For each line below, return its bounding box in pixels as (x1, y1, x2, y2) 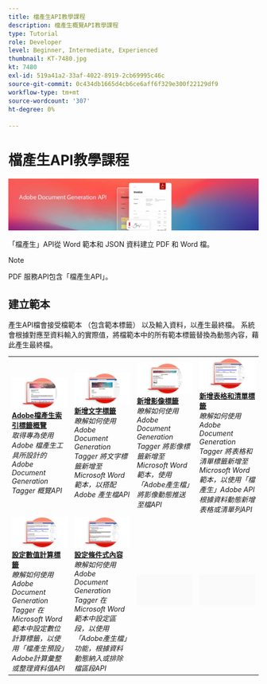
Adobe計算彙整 (11, 654, 62, 663)
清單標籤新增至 (199, 456, 249, 466)
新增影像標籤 (136, 397, 179, 406)
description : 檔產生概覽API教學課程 (8, 21, 119, 29)
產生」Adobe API (199, 485, 255, 494)
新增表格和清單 (199, 391, 249, 401)
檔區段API (74, 663, 107, 673)
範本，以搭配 (74, 480, 117, 490)
